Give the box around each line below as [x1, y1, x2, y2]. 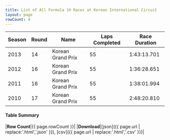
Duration [135, 39, 157, 46]
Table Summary [5, 112, 39, 118]
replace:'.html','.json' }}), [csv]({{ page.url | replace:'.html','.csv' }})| [5, 129, 144, 135]
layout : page [5, 12, 33, 17]
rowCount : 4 [5, 17, 30, 22]
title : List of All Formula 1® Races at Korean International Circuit [5, 7, 157, 13]
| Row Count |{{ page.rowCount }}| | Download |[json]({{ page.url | [5, 123, 140, 129]
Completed [93, 39, 120, 46]
